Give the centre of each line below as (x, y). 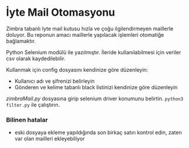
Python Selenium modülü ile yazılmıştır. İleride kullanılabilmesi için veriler (94, 52)
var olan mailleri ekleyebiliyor (49, 139)
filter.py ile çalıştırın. (33, 104)
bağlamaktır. (21, 41)
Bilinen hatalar (27, 119)
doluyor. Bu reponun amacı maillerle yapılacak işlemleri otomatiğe (85, 34)
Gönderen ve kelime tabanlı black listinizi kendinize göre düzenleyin (96, 87)
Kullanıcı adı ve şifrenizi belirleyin (54, 81)
